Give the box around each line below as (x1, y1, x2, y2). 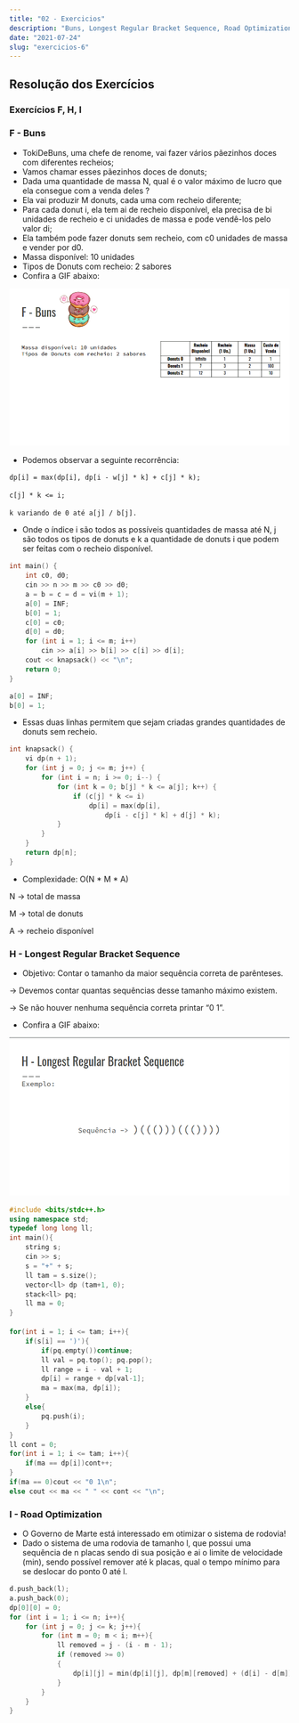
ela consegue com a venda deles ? (21, 185, 149, 196)
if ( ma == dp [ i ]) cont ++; (25, 1459, 114, 1468)
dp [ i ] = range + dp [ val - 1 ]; (41, 1374, 145, 1384)
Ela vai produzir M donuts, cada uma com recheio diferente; (21, 194, 242, 205)
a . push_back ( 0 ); (9, 1594, 69, 1603)
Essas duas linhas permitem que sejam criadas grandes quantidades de (21, 717, 287, 727)
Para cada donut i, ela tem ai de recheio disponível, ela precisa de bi (21, 204, 273, 215)
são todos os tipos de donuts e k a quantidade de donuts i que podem (21, 534, 279, 545)
